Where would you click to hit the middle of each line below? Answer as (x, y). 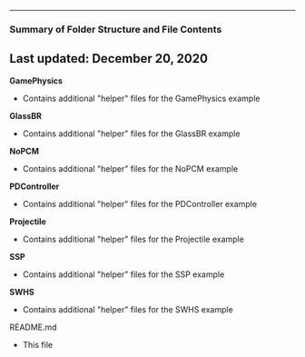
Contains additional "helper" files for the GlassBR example (131, 134)
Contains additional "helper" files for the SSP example (123, 274)
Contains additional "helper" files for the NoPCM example (130, 168)
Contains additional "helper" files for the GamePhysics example (141, 98)
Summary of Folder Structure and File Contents (116, 29)
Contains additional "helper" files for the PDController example (139, 203)
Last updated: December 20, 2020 (109, 59)
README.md (33, 327)
